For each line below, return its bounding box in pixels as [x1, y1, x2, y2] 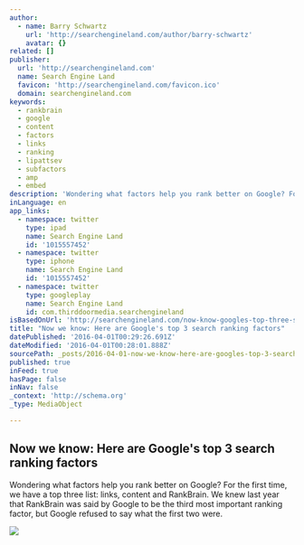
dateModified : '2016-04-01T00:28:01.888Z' [9, 341, 172, 350]
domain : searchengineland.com [17, 89, 131, 98]
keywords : [9, 97, 47, 107]
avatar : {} [25, 38, 67, 48]
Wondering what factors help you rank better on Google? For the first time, [9, 479, 288, 490]
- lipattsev [17, 155, 63, 165]
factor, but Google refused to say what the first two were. [9, 508, 223, 519]
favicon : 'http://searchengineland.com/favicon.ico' [17, 80, 221, 89]
